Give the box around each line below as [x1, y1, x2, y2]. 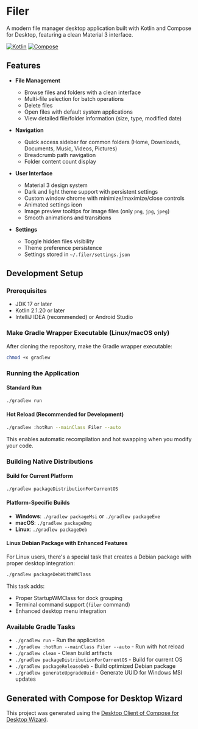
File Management [15, 76, 61, 84]
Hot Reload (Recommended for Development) [6, 411, 124, 418]
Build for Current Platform [6, 472, 73, 480]
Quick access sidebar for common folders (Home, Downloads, [24, 138, 181, 145]
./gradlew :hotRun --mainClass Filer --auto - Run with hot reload [15, 643, 185, 650]
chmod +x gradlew [6, 354, 51, 361]
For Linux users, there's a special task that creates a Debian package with [6, 553, 192, 560]
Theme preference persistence [24, 244, 102, 251]
